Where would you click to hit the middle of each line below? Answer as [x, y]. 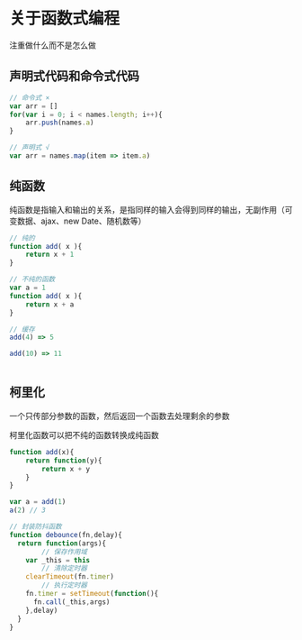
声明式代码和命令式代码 [74, 76]
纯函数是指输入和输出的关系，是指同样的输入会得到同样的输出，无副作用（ [147, 209]
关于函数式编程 [65, 18]
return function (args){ [62, 543]
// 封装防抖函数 [36, 526]
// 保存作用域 [65, 552]
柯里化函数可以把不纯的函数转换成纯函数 [84, 434]
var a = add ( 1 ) [38, 502]
